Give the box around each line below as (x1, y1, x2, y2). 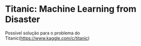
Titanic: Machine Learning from (5, 3, 137, 15)
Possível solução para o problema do (5, 30, 80, 36)
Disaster (5, 14, 40, 25)
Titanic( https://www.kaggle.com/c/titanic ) (5, 35, 90, 41)
